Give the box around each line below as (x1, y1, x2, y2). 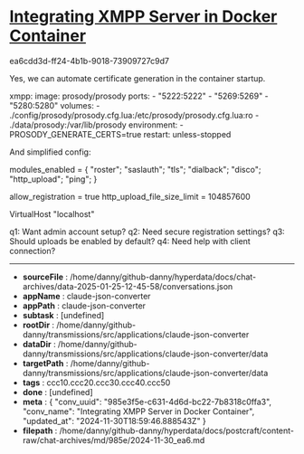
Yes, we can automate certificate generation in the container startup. (9, 72, 266, 83)
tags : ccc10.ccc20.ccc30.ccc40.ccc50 (22, 377, 171, 388)
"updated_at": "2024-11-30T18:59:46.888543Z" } (22, 415, 206, 426)
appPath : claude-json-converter (22, 300, 147, 311)
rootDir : (22, 319, 55, 330)
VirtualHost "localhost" (9, 208, 95, 219)
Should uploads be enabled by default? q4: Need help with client (9, 235, 251, 246)
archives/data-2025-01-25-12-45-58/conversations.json (22, 280, 233, 291)
